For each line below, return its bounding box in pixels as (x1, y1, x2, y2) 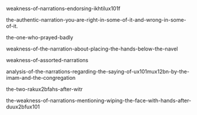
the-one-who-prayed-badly (6, 34, 74, 40)
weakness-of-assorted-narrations (6, 57, 89, 63)
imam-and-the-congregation (6, 75, 76, 81)
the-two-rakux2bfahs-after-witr (6, 86, 84, 93)
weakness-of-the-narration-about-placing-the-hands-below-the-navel (6, 45, 178, 52)
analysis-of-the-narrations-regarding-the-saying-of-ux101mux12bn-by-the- (6, 68, 190, 75)
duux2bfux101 (6, 103, 40, 110)
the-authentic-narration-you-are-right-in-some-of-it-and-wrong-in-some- (6, 16, 186, 23)
